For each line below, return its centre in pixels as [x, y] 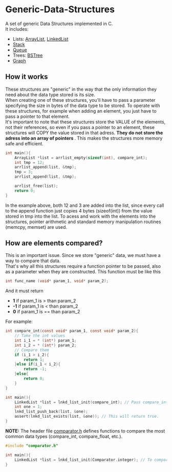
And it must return [24, 291]
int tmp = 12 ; [29, 162]
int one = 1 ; [28, 407]
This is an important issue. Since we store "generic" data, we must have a [83, 255]
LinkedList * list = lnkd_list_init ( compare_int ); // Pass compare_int [91, 402]
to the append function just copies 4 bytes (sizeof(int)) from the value [79, 210]
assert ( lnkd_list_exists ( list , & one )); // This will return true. [87, 416]
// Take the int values [40, 336]
